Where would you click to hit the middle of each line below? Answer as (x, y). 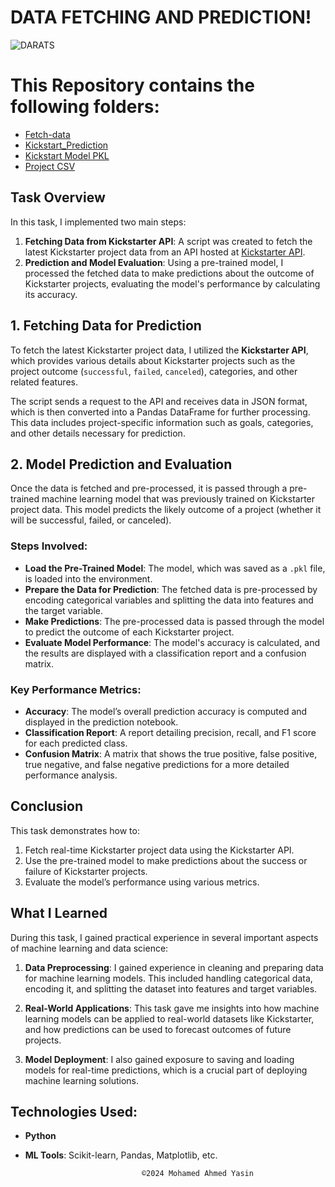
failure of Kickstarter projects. (86, 871)
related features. (44, 382)
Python (40, 1136)
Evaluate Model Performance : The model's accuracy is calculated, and (172, 642)
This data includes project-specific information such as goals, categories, (162, 422)
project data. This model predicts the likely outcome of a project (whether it (166, 510)
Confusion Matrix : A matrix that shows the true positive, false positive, (171, 753)
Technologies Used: (74, 1111)
